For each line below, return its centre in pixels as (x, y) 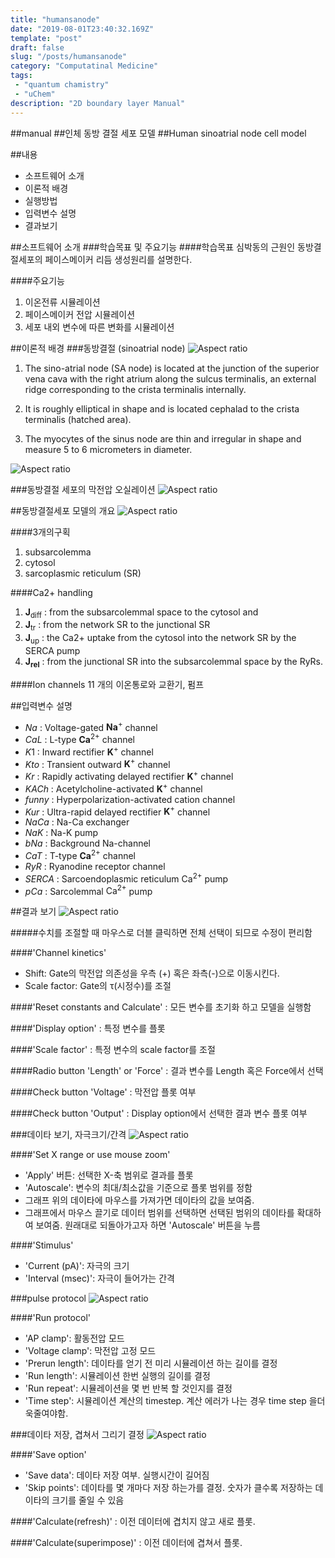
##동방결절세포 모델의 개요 (63, 510)
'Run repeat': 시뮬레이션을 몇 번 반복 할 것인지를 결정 (128, 1388)
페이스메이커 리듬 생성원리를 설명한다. (118, 259)
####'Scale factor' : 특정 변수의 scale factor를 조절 (113, 1050)
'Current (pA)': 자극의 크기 (77, 1266)
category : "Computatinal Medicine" (84, 66)
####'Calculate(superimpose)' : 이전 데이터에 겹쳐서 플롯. (126, 1543)
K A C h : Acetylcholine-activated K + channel (113, 788)
